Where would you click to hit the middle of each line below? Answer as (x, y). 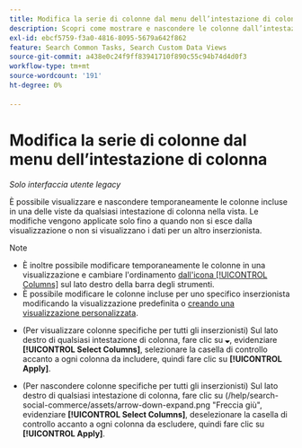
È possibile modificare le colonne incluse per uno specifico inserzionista (156, 294)
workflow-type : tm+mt (50, 66)
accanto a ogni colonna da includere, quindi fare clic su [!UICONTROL (152, 358)
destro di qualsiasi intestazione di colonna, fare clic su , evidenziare (150, 339)
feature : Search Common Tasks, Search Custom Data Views (118, 48)
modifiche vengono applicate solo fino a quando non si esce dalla (131, 221)
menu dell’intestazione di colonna (138, 159)
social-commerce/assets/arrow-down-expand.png (116, 405)
